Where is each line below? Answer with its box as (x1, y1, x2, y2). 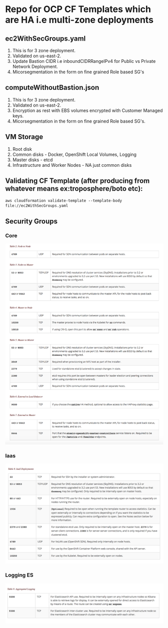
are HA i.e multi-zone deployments (5, 14, 154, 26)
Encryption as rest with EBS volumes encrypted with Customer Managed (12, 107, 163, 114)
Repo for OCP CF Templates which (5, 4, 151, 15)
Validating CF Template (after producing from (5, 177, 150, 185)
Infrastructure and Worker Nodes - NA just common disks (12, 162, 132, 168)
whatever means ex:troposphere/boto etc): (5, 184, 143, 193)
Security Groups (5, 217, 58, 226)
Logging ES (5, 572, 34, 579)
